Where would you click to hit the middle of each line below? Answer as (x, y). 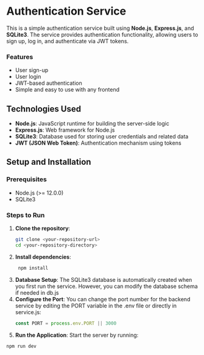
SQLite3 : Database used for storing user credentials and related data (102, 137)
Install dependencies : (43, 257)
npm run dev (21, 346)
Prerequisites (26, 179)
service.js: (28, 312)
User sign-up (32, 70)
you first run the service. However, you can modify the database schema (106, 286)
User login (28, 77)
